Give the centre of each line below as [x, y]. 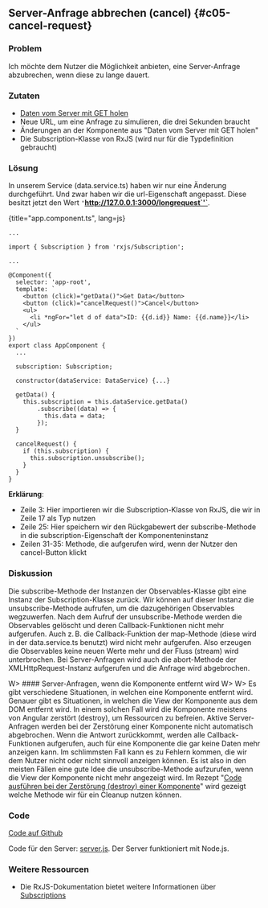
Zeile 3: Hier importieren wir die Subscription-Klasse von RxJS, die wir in [140, 510]
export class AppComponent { [57, 346]
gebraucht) [39, 147]
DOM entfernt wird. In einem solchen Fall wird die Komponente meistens [128, 709]
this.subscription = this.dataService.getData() [106, 402]
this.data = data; [75, 416]
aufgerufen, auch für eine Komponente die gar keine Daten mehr [154, 743]
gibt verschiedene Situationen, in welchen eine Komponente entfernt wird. [131, 692]
